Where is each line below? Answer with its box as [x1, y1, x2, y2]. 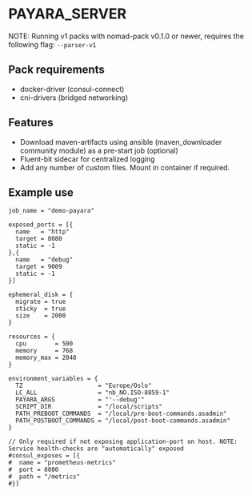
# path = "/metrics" [8, 473, 81, 481]
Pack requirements [8, 63, 106, 77]
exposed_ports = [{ [8, 221, 74, 229]
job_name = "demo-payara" [8, 207, 94, 215]
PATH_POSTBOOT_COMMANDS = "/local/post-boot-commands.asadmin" [15, 417, 230, 425]
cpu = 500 [15, 340, 74, 348]
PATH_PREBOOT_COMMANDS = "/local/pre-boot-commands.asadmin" [15, 409, 227, 418]
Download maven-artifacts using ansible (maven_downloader [19, 137, 222, 146]
